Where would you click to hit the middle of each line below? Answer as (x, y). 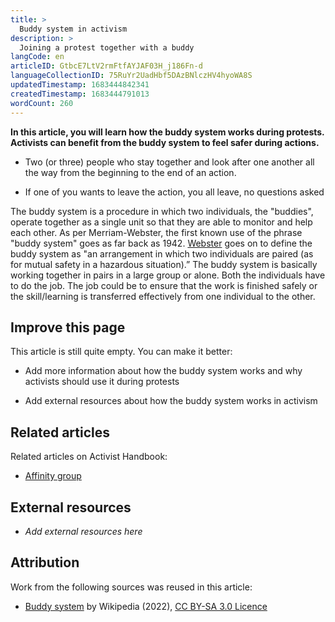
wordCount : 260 (42, 103)
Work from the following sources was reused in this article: (131, 587)
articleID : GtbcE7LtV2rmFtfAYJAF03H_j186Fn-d (106, 66)
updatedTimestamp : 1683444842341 (80, 85)
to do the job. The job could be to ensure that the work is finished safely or (164, 285)
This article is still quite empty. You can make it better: (121, 352)
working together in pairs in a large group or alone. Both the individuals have (168, 275)
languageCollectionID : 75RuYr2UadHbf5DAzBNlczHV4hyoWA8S (131, 76)
